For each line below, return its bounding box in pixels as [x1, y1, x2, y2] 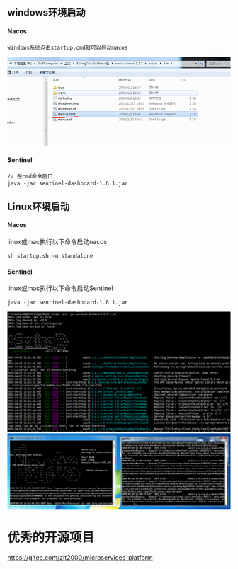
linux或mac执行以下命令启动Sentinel [7, 284, 113, 292]
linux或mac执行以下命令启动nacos [7, 238, 108, 246]
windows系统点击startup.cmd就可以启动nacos [7, 44, 128, 51]
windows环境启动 [7, 6, 86, 19]
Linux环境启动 [7, 200, 69, 212]
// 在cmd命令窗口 [7, 173, 53, 180]
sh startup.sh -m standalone [7, 253, 93, 260]
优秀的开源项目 [7, 529, 95, 545]
